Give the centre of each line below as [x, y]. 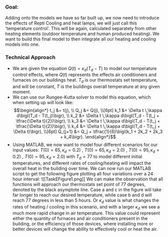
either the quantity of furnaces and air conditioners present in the [80, 218]
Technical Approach [31, 57]
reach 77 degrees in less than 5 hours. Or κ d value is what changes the [86, 201]
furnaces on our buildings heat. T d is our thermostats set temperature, [85, 81]
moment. [22, 92]
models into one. [23, 44]
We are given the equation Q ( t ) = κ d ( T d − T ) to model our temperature [85, 69]
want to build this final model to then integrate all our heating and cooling [81, 39]
